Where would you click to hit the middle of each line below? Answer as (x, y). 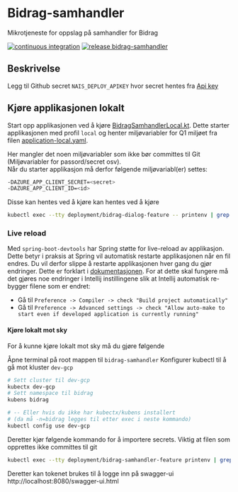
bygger (18, 286)
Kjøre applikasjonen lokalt (66, 108)
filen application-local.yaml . (48, 140)
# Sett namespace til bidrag (50, 393)
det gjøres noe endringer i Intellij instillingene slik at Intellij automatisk (108, 279)
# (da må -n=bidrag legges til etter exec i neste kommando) (100, 420)
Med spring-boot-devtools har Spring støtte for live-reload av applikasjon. (116, 249)
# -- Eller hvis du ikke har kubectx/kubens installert (91, 413)
